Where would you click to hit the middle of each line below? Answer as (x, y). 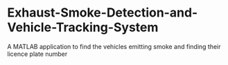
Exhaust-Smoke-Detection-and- (103, 13)
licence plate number (37, 54)
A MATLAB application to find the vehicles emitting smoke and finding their (114, 46)
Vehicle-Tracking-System (83, 27)
